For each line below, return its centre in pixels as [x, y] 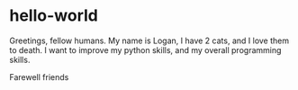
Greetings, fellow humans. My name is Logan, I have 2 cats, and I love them [149, 40]
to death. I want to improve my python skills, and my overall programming [145, 49]
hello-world [54, 16]
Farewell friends [39, 76]
